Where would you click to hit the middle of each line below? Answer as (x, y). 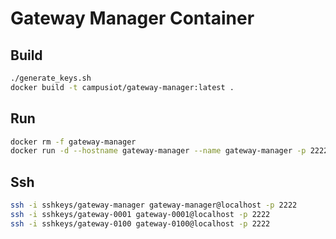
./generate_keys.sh (51, 78)
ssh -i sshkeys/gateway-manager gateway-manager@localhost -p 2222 (154, 205)
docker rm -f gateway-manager (73, 142)
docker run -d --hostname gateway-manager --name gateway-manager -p (158, 151)
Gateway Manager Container (132, 18)
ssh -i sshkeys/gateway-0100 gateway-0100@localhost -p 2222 (140, 223)
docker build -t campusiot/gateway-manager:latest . (122, 87)
